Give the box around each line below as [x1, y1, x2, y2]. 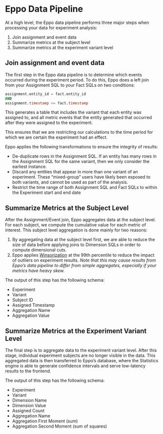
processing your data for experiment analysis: [5, 24, 98, 30]
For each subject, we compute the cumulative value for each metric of [5, 222, 146, 228]
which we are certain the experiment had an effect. [5, 134, 108, 140]
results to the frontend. [5, 368, 51, 374]
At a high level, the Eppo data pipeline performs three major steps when [5, 20, 149, 25]
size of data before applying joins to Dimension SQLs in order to [12, 242, 141, 248]
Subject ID [12, 297, 33, 303]
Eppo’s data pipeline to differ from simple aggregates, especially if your [12, 263, 157, 269]
